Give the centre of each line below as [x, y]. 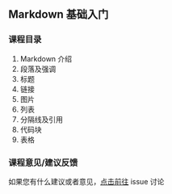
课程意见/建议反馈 [43, 162]
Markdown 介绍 [46, 58]
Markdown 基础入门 [59, 15]
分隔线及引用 [41, 119]
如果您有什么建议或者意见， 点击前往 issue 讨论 [86, 181]
